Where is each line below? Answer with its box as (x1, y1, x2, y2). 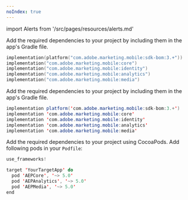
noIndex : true (6, 8, 42, 15)
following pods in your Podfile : (6, 144, 82, 152)
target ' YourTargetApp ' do (6, 167, 73, 173)
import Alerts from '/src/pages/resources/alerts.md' (6, 25, 134, 32)
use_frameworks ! (6, 156, 47, 162)
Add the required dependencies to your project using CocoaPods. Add (6, 139, 180, 146)
